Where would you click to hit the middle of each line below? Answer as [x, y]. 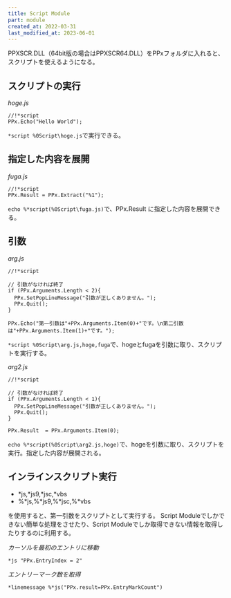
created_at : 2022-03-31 [42, 26]
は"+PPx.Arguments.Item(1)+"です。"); [61, 330]
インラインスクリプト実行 [62, 477]
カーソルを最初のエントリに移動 [53, 548]
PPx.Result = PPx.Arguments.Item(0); [64, 430]
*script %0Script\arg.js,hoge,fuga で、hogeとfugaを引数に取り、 [103, 344]
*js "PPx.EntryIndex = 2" [45, 561]
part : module [27, 20]
